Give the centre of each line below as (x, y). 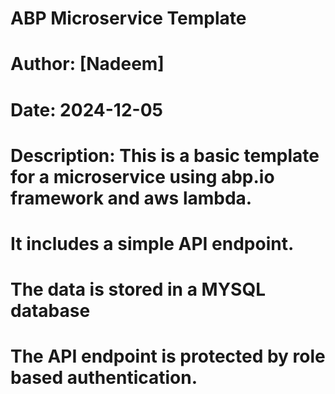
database (50, 311)
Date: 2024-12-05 (86, 109)
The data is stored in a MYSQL (138, 289)
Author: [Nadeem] (87, 64)
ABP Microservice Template (128, 18)
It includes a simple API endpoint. (152, 243)
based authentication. (104, 378)
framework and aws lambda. (131, 198)
